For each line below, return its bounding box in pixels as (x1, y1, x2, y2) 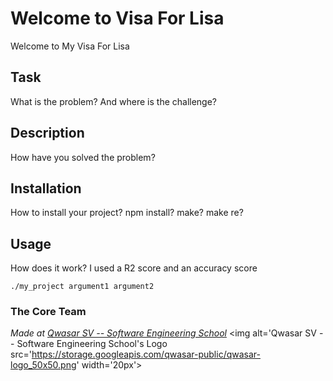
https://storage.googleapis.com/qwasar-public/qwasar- (31, 348, 261, 361)
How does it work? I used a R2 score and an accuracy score (10, 262, 258, 274)
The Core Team (10, 305, 87, 319)
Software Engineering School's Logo (16, 338, 168, 350)
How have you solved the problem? (10, 151, 156, 163)
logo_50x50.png (10, 359, 77, 371)
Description (10, 125, 85, 142)
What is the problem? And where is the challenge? (10, 95, 218, 107)
